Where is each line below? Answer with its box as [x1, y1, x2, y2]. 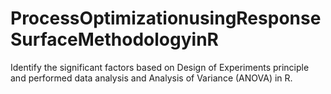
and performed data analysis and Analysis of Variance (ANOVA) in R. [10, 72, 293, 84]
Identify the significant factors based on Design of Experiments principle [10, 61, 310, 73]
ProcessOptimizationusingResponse [10, 7, 322, 30]
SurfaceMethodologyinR [10, 28, 219, 51]
